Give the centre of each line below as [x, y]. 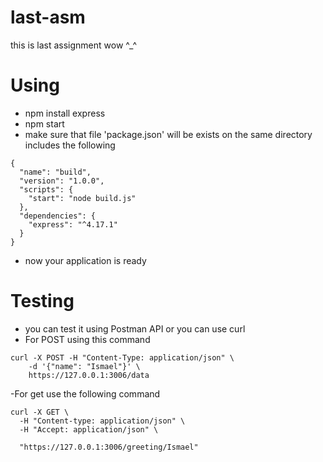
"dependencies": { [58, 216]
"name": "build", [55, 172]
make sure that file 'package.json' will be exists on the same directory [168, 134]
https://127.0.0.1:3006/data [89, 375]
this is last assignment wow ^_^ [73, 45]
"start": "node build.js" [82, 198]
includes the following [70, 145]
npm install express [65, 113]
